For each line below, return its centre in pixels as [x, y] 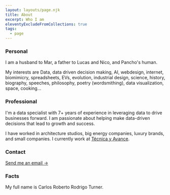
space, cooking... [23, 88]
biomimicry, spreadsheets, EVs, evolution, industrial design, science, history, [85, 78]
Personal [16, 51]
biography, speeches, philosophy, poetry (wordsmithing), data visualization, [84, 83]
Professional [21, 102]
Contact [15, 152]
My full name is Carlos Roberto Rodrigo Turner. [54, 187]
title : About [19, 15]
